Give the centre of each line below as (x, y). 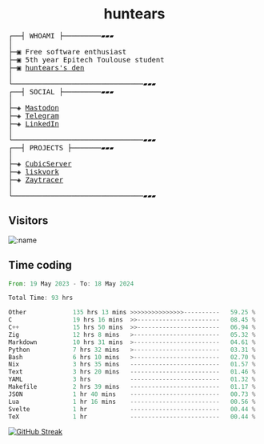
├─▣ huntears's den (46, 68)
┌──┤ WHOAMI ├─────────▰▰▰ (61, 36)
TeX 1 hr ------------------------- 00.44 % (132, 417)
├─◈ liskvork (34, 172)
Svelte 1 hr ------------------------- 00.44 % (132, 409)
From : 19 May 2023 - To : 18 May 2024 (71, 284)
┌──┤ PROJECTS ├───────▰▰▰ (61, 148)
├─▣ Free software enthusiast (68, 52)
